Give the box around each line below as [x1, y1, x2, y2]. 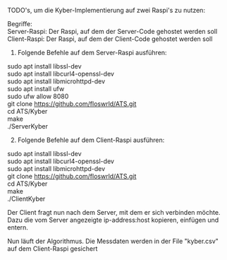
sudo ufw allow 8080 [7, 92, 69, 100]
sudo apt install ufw [7, 85, 65, 93]
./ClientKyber [7, 194, 46, 203]
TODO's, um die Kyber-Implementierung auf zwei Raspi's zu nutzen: [7, 6, 206, 14]
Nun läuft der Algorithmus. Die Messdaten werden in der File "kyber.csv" [7, 237, 219, 245]
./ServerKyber [7, 122, 48, 130]
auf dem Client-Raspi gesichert [7, 244, 98, 253]
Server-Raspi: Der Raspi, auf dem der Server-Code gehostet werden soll [7, 28, 218, 35]
